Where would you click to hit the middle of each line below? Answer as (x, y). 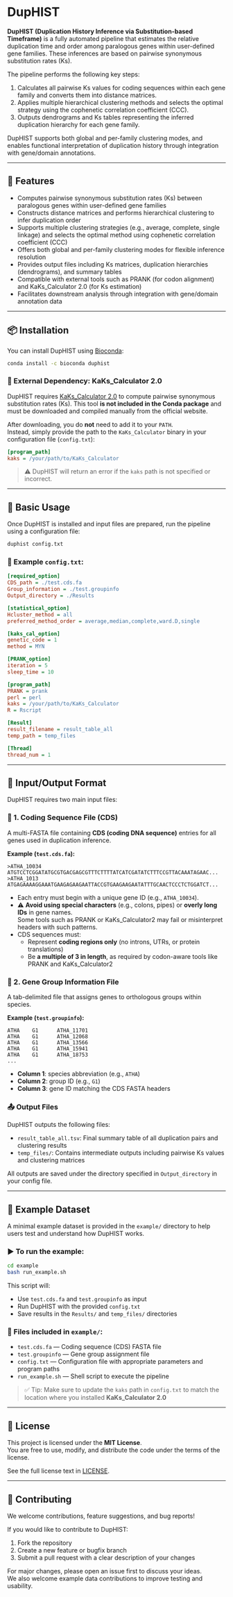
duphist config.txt (35, 544)
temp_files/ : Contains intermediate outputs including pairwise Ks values (121, 1153)
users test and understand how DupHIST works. (76, 1234)
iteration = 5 (28, 666)
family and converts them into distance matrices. (87, 95)
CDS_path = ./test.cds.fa (44, 583)
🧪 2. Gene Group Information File (63, 982)
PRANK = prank (28, 691)
